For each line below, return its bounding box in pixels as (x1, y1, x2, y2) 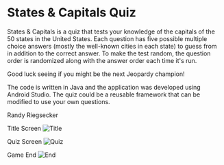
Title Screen (7, 124, 42, 132)
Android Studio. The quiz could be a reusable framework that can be (7, 90, 201, 99)
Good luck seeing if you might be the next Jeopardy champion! (7, 70, 185, 78)
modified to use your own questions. (7, 97, 111, 105)
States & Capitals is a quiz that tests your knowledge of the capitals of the (7, 27, 216, 36)
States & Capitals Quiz (7, 5, 136, 21)
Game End (7, 151, 36, 159)
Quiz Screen (7, 137, 42, 145)
